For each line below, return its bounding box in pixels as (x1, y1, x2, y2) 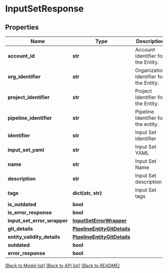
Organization (134, 67, 165, 74)
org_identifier (7, 73, 41, 80)
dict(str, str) (72, 190, 102, 196)
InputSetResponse (5, 3, 84, 15)
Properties (5, 23, 39, 32)
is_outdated (7, 201, 36, 208)
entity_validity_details (7, 233, 60, 240)
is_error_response (7, 209, 52, 216)
